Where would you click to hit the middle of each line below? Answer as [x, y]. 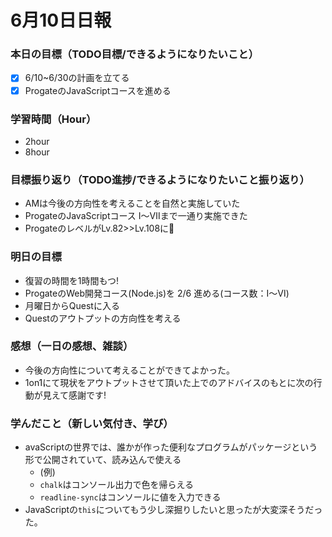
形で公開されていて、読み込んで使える [103, 460]
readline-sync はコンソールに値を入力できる [130, 497]
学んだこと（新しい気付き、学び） [92, 423]
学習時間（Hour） [53, 119]
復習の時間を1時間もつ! [71, 280]
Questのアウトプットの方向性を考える [103, 318]
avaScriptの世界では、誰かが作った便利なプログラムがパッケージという [171, 447]
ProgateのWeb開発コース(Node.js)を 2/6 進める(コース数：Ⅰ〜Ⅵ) [157, 293]
